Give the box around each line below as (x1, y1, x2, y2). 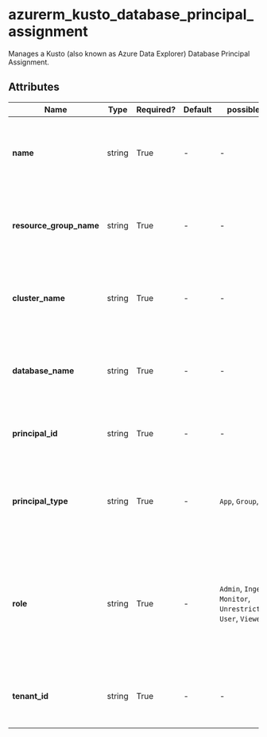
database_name (12, 365, 75, 376)
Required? (136, 103, 176, 115)
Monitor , (219, 593, 251, 604)
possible (226, 103, 261, 115)
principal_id (12, 427, 58, 439)
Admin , (219, 583, 242, 594)
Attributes (8, 80, 60, 94)
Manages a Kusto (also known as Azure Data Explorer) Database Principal (8, 49, 250, 58)
